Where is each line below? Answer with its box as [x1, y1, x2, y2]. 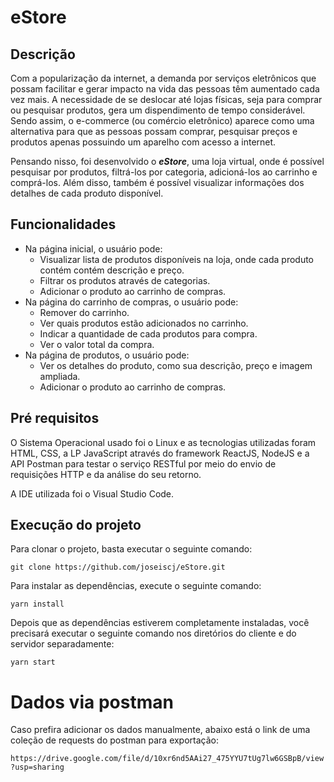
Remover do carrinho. [39, 306, 130, 318]
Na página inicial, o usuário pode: [24, 242, 163, 255]
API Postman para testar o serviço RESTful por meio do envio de [10, 457, 277, 470]
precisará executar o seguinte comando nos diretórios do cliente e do [10, 627, 297, 640]
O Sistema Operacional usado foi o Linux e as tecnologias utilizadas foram [10, 436, 317, 448]
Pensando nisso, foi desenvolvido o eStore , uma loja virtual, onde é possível [10, 156, 325, 167]
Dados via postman [10, 691, 174, 713]
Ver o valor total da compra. [39, 338, 155, 350]
